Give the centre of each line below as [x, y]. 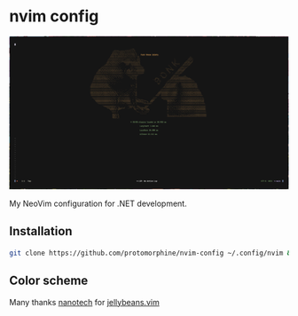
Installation [41, 231]
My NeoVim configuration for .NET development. [98, 204]
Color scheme [49, 281]
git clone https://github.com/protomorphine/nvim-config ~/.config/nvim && [152, 253]
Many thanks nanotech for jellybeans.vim [84, 302]
